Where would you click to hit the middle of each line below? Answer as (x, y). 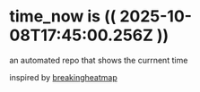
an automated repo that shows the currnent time (99, 60)
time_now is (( (63, 17)
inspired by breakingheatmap (64, 77)
